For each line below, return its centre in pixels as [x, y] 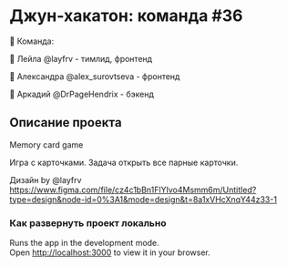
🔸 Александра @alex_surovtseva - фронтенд [95, 76]
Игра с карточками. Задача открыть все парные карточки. [124, 162]
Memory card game [46, 144]
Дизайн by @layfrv [46, 180]
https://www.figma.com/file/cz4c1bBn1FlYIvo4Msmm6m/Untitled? [133, 190]
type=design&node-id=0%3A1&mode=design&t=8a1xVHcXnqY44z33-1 [143, 199]
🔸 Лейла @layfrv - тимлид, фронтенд [81, 58]
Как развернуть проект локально [88, 222]
